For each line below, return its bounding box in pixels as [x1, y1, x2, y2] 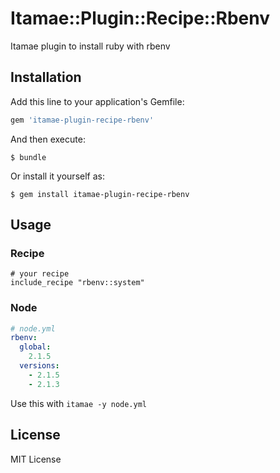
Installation [10, 69, 82, 86]
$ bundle [10, 152, 47, 162]
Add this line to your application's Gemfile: [10, 95, 185, 107]
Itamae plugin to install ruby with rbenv [10, 40, 171, 52]
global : [19, 342, 52, 352]
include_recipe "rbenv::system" [10, 278, 145, 288]
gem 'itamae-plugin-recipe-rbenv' [10, 115, 155, 125]
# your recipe [10, 269, 70, 279]
